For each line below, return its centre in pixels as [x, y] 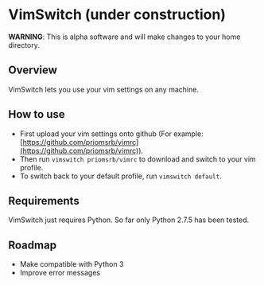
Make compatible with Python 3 [72, 264]
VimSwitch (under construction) [117, 15]
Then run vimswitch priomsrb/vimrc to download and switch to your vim [138, 159]
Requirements [44, 201]
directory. [24, 45]
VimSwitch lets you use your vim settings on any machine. [103, 89]
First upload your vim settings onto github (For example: [112, 134]
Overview [33, 70]
